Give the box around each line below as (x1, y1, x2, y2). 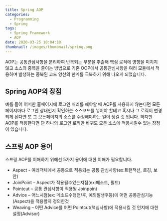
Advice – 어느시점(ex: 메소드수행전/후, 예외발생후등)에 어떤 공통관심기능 (12, 192, 153, 198)
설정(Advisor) (12, 211, 40, 217)
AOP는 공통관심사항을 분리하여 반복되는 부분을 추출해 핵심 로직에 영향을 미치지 (5, 58, 158, 65)
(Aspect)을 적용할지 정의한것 (12, 198, 69, 205)
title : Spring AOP (5, 7, 43, 12)
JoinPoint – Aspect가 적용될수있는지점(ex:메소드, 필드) (12, 180, 121, 186)
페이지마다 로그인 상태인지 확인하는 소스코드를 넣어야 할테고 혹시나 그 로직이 (5, 108, 153, 114)
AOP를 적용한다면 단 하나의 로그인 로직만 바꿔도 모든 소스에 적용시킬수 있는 (5, 120, 151, 126)
